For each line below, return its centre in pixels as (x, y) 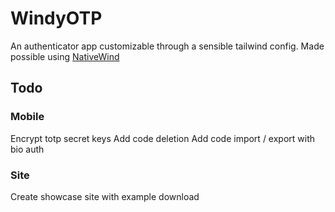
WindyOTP (56, 18)
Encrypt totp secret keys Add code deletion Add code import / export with (163, 138)
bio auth (27, 149)
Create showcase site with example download (105, 196)
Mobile (27, 117)
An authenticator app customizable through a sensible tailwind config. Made (167, 46)
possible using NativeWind (65, 56)
